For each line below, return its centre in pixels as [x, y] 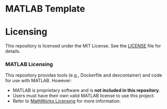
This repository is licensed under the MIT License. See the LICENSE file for [83, 46]
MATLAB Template [45, 9]
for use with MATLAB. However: [38, 81]
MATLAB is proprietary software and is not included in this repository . [86, 90]
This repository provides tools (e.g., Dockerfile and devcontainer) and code [84, 75]
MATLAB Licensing [29, 65]
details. [13, 51]
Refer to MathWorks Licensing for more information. [67, 101]
